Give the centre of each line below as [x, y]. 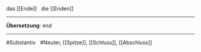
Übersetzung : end [29, 25]
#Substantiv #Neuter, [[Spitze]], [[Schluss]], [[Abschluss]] [79, 43]
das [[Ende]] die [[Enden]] [40, 9]
